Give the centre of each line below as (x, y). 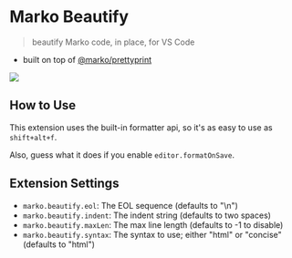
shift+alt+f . (33, 137)
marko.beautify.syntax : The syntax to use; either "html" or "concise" (152, 234)
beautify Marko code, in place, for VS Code (113, 42)
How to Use (43, 105)
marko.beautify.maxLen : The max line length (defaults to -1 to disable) (153, 224)
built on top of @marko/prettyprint (87, 59)
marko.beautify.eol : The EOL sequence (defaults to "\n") (130, 205)
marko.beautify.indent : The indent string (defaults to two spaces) (147, 215)
